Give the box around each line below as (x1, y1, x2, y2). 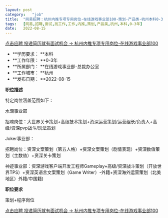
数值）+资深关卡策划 (18, 152, 61, 158)
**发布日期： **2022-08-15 (12, 76, 71, 82)
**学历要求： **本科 (12, 51, 53, 57)
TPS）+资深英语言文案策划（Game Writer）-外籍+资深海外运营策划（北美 (9, 169, 161, 175)
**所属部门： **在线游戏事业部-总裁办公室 (12, 64, 99, 70)
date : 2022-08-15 (5, 26, 46, 31)
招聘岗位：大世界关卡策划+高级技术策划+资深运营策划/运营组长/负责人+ (5, 119, 153, 125)
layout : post (5, 7, 32, 13)
